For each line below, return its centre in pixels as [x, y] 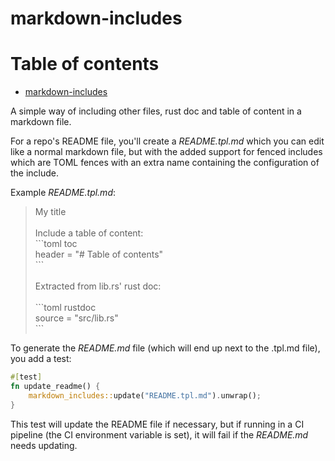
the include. [35, 173]
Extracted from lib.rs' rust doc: [98, 286]
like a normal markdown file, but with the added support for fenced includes [166, 152]
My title [50, 212]
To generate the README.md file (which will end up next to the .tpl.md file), [165, 348]
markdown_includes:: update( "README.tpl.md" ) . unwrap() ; [145, 395]
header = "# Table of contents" [99, 254]
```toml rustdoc [65, 308]
